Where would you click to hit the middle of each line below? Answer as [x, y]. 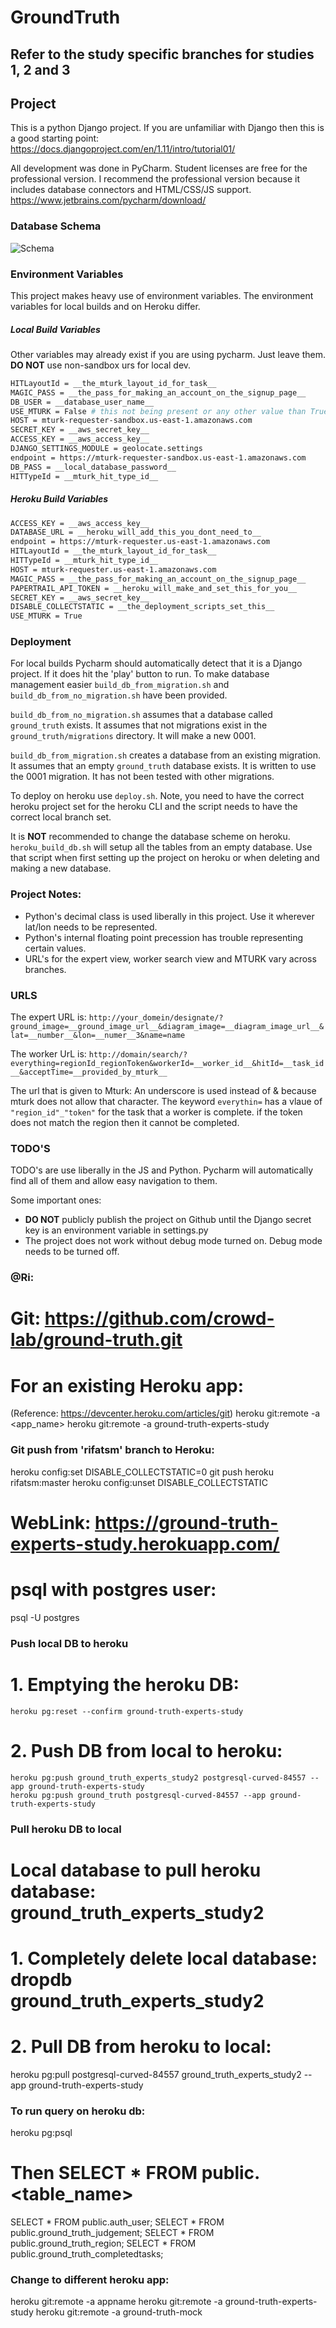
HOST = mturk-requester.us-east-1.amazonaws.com [113, 569]
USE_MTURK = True [46, 616]
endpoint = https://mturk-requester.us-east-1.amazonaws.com [140, 542]
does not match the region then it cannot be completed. [125, 1123]
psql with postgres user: [113, 1590]
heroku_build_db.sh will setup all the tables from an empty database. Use [161, 847]
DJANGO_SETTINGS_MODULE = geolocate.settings [106, 449]
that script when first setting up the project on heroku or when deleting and [165, 858]
